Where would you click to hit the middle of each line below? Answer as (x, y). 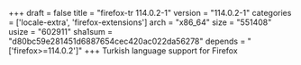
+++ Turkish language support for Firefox (161, 51)
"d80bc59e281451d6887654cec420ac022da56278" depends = (127, 41)
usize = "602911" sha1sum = (61, 32)
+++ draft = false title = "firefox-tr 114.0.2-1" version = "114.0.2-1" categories (150, 13)
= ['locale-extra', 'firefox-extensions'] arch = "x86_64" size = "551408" (140, 22)
